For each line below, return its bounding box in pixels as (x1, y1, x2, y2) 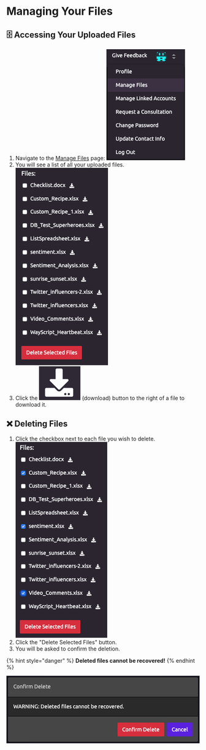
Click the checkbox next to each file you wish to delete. (15, 435, 155, 442)
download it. (15, 401, 47, 408)
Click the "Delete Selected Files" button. (15, 638, 117, 646)
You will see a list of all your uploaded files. (15, 161, 124, 168)
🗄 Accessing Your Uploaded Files (6, 29, 136, 40)
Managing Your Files (6, 4, 113, 18)
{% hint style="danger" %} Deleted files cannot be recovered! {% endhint (6, 657, 195, 664)
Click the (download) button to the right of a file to (15, 394, 185, 402)
